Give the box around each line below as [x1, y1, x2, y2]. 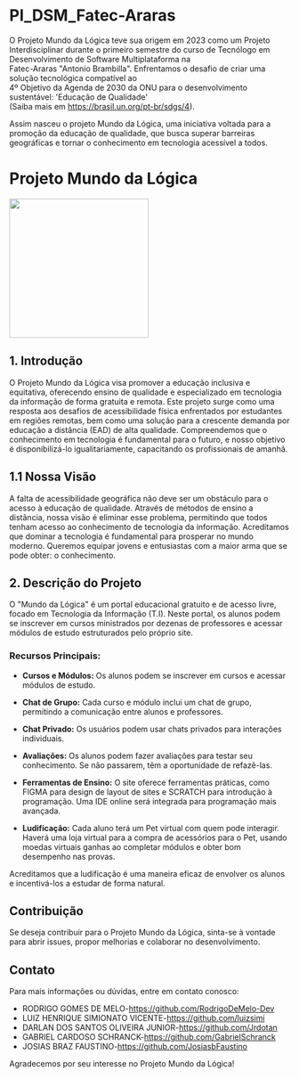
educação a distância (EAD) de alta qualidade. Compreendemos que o [9, 424, 268, 435]
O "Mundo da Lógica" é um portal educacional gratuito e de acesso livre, [9, 599, 278, 610]
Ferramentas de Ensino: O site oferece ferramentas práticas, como [21, 777, 270, 788]
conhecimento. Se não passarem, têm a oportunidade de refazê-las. [21, 759, 273, 771]
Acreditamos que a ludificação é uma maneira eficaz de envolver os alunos [9, 868, 286, 878]
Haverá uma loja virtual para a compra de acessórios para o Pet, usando [21, 832, 287, 843]
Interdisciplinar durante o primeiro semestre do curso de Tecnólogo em [9, 44, 271, 54]
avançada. [21, 805, 61, 816]
